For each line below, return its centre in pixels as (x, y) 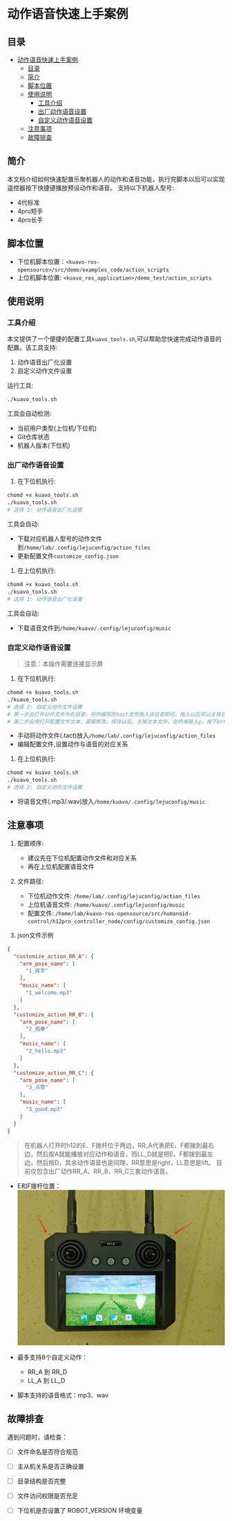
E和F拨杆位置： (39, 1185)
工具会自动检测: (29, 414)
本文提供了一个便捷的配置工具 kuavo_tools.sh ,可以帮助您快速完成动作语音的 (115, 339)
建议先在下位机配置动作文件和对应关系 (82, 858)
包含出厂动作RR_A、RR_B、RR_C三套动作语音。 (104, 1171)
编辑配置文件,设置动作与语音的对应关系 (72, 744)
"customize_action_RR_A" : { (54, 956)
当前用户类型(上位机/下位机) (57, 428)
